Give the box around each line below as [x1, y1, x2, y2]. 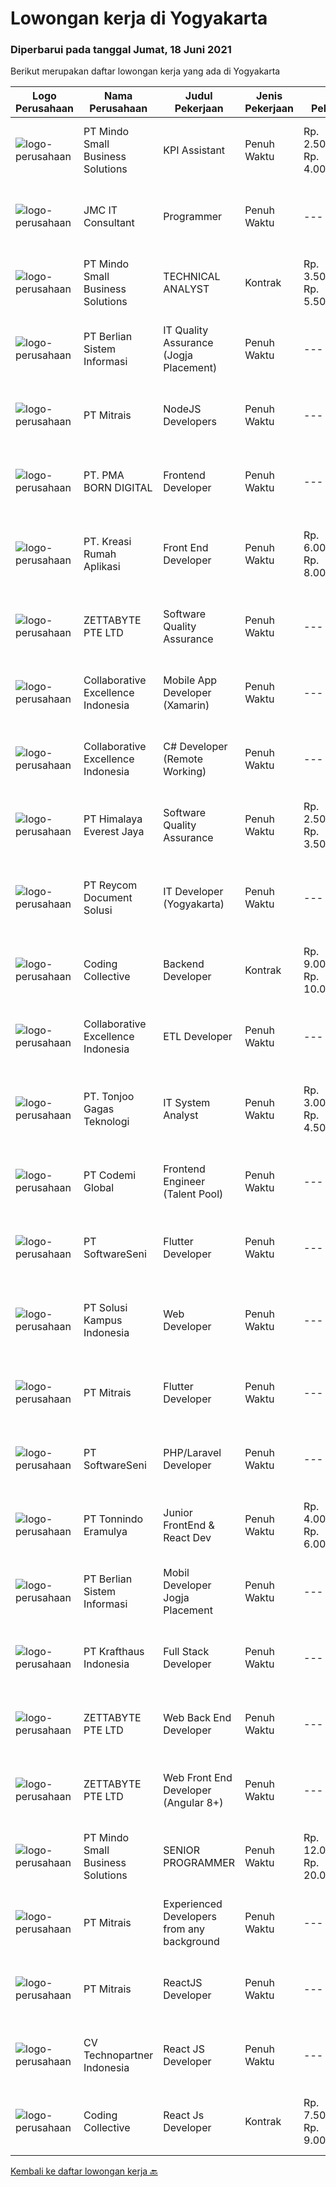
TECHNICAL [163, 270, 221, 284]
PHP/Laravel [163, 1446, 222, 1460]
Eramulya [83, 1525, 128, 1539]
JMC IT [83, 203, 118, 217]
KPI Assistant [163, 143, 226, 157]
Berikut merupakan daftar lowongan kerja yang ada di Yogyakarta [10, 65, 281, 77]
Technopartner [83, 2048, 154, 2062]
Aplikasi [83, 560, 121, 574]
